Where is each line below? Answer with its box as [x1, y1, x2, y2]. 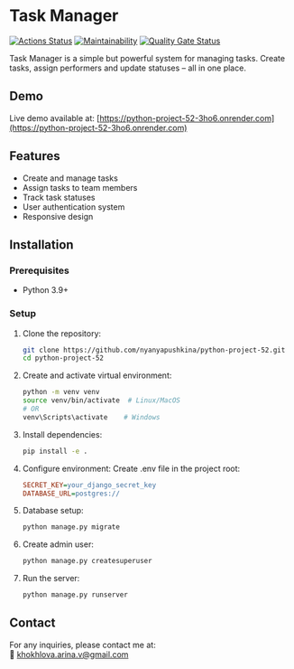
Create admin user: [22, 539, 95, 550]
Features [9, 148, 60, 164]
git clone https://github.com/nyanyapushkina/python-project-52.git [22, 345, 286, 354]
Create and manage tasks [22, 173, 119, 184]
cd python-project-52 [22, 353, 104, 363]
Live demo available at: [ [9, 112, 100, 123]
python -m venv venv [22, 388, 100, 397]
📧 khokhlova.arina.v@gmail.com [9, 648, 129, 660]
